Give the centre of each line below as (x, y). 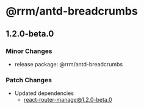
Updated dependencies (44, 93)
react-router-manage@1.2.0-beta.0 (68, 100)
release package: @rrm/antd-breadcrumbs (69, 64)
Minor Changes (29, 51)
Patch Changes (29, 80)
